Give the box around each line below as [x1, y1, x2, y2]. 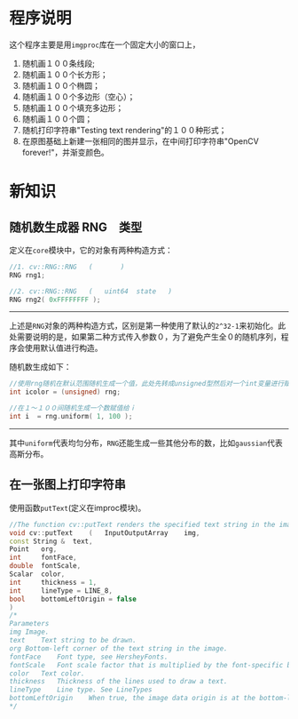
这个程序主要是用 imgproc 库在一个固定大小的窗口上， [9, 39, 201, 50]
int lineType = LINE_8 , [9, 586, 114, 595]
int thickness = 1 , [9, 578, 98, 587]
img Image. [9, 627, 50, 636]
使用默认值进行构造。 [24, 343, 103, 354]
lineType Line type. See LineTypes [9, 685, 153, 694]
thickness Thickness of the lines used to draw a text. [9, 677, 228, 686]
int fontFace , [9, 553, 77, 563]
